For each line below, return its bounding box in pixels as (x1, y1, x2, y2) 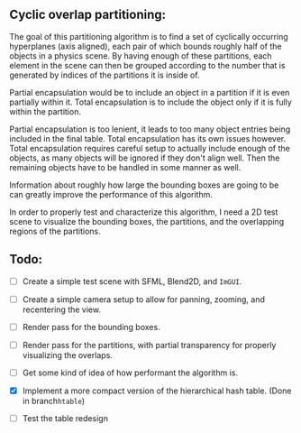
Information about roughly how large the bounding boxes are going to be (9, 180, 279, 190)
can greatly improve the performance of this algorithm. (9, 189, 214, 199)
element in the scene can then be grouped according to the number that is (9, 60, 286, 70)
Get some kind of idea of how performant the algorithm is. (22, 367, 239, 378)
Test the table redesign (22, 413, 108, 423)
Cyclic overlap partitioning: (9, 7, 167, 23)
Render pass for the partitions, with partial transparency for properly (22, 339, 277, 350)
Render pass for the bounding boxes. (22, 321, 160, 332)
